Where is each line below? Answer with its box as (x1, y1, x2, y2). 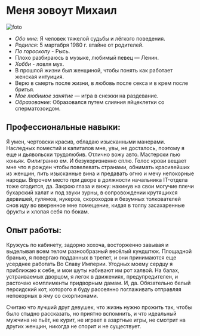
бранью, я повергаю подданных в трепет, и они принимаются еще (6, 253, 177, 261)
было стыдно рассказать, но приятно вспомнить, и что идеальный (6, 310, 177, 317)
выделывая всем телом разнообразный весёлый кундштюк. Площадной (6, 248, 192, 255)
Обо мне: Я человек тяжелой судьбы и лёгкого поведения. (14, 35, 165, 42)
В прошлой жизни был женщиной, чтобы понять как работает (14, 66, 173, 74)
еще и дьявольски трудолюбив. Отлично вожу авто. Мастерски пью (6, 151, 181, 158)
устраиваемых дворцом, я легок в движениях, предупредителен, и (6, 273, 179, 280)
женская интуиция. (14, 73, 64, 80)
